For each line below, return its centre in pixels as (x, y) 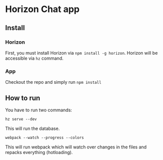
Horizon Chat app (42, 9)
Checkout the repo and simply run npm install (53, 82)
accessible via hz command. (34, 58)
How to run (23, 98)
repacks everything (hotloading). (39, 152)
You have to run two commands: (39, 110)
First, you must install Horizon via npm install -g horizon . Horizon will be (81, 53)
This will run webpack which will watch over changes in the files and (76, 147)
